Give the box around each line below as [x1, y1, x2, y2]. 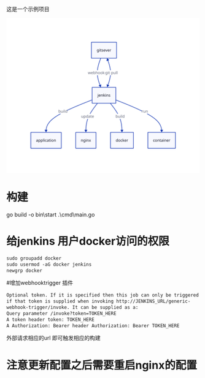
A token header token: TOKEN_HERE [6, 317, 95, 323]
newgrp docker [6, 268, 43, 274]
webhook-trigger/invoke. [6, 304, 70, 311]
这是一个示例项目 [6, 6, 50, 12]
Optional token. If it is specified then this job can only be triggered [6, 292, 199, 298]
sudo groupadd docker [6, 255, 62, 262]
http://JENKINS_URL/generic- [116, 298, 191, 304]
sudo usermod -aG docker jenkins [6, 262, 92, 268]
